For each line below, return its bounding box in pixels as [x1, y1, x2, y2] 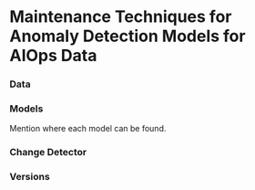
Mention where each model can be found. [9, 123, 167, 134]
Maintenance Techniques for [9, 6, 232, 27]
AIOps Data [9, 46, 97, 66]
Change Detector [9, 146, 87, 159]
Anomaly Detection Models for [9, 26, 246, 47]
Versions [9, 171, 50, 184]
